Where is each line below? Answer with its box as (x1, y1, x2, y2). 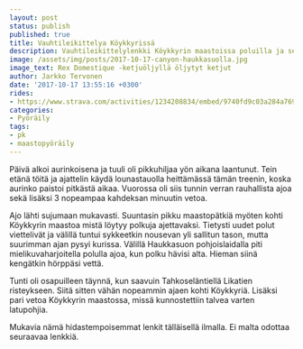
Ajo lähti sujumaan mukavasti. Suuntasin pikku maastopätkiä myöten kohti (9, 209, 284, 221)
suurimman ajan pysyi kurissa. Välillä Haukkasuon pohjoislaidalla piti (9, 238, 263, 249)
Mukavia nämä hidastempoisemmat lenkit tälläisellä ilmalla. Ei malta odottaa (9, 321, 290, 332)
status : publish (9, 22, 70, 31)
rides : (9, 88, 34, 97)
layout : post (9, 13, 59, 23)
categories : (9, 106, 54, 115)
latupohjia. (9, 304, 49, 315)
